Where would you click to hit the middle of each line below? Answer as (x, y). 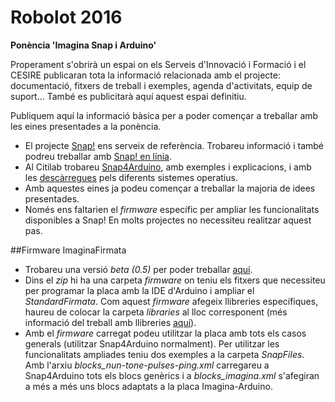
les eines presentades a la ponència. (86, 126)
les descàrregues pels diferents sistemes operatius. (131, 177)
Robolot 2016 (66, 17)
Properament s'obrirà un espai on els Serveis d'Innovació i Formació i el (158, 64)
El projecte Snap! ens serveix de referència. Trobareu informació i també (174, 145)
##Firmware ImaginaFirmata (68, 250)
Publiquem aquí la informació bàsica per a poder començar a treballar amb (164, 115)
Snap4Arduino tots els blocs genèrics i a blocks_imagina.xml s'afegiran (172, 375)
